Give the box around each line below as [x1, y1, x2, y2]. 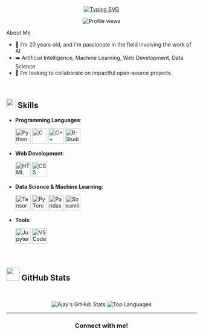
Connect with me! [74, 321, 129, 330]
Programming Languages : [14, 116, 82, 123]
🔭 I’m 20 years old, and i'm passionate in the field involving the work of [14, 41, 192, 48]
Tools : [14, 216, 31, 223]
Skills [17, 100, 39, 111]
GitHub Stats [21, 273, 71, 283]
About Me [6, 29, 31, 36]
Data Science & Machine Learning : [14, 183, 104, 190]
